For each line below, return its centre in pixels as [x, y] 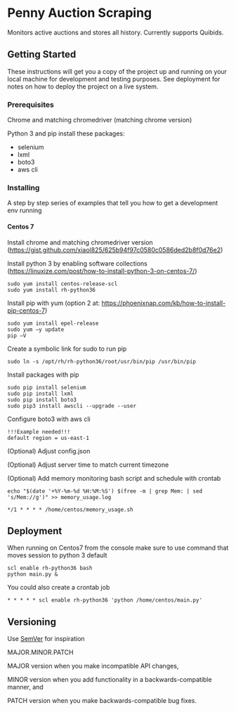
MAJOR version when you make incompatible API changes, [93, 666]
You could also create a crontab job [59, 588]
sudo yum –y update [36, 329]
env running [25, 211]
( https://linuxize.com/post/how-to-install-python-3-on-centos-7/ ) [103, 271]
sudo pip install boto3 [42, 400]
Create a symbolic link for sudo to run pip [67, 349]
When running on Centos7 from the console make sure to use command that [118, 548]
